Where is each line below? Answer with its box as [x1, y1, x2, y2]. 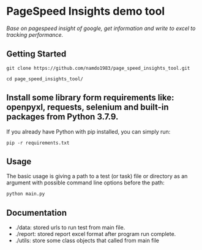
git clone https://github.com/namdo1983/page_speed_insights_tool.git [6, 65, 190, 71]
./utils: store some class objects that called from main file [15, 237, 159, 244]
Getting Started [6, 49, 67, 59]
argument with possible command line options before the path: [6, 179, 165, 186]
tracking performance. [6, 31, 64, 38]
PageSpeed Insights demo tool [6, 4, 165, 18]
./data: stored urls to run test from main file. [15, 224, 125, 231]
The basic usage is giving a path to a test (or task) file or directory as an [6, 173, 188, 180]
